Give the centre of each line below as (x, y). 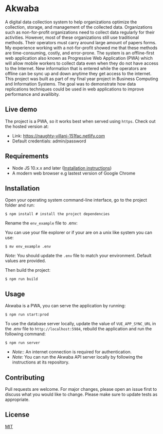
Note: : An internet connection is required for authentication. (72, 352)
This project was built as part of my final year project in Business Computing (81, 79)
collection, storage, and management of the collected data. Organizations (79, 27)
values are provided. (26, 261)
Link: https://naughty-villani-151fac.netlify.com (58, 136)
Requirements (27, 156)
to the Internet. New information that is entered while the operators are (76, 68)
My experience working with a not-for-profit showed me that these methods (81, 48)
